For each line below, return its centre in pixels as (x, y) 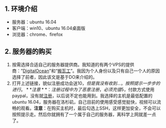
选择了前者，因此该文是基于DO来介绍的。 (55, 77)
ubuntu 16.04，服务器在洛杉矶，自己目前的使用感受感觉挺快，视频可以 (84, 102)
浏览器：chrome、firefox (37, 34)
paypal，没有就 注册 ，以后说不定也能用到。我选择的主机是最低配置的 (82, 96)
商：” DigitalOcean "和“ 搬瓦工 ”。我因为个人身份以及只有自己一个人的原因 (86, 71)
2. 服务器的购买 (28, 52)
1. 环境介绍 (21, 9)
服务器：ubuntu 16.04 (34, 22)
